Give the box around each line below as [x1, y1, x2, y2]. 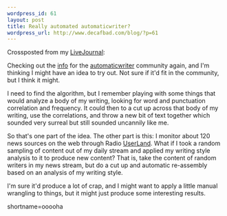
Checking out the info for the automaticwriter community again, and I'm [7, 61, 210, 69]
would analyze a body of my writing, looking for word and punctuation [7, 97, 206, 105]
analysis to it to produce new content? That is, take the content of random [7, 154, 217, 162]
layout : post [7, 17, 45, 23]
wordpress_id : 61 [7, 10, 57, 17]
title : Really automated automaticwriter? [7, 23, 131, 30]
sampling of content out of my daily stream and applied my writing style [7, 147, 210, 155]
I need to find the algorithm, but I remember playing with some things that [7, 89, 216, 98]
